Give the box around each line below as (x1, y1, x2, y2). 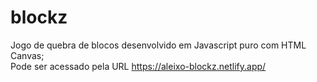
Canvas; (10, 49, 45, 61)
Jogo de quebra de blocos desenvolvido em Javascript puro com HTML (10, 39, 307, 51)
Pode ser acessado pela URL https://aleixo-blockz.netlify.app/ (10, 60, 267, 72)
